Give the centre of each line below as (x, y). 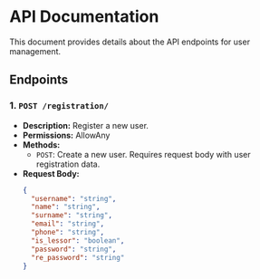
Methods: (41, 144)
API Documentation (84, 17)
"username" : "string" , (74, 198)
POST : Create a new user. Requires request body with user (143, 154)
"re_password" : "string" (78, 257)
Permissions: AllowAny (66, 135)
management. (35, 51)
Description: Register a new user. (86, 125)
